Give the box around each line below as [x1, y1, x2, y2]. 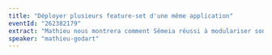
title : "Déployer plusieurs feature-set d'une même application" [8, 11, 233, 20]
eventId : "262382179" [8, 19, 82, 27]
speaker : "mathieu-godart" [8, 34, 100, 43]
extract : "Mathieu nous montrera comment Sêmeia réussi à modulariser [8, 27, 252, 35]
